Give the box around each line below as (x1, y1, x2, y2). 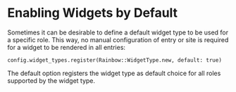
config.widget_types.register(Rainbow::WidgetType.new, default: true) (7, 56, 222, 64)
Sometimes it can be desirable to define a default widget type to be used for (7, 28, 229, 37)
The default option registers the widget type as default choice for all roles (7, 69, 221, 77)
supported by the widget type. (7, 76, 96, 85)
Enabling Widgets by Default (7, 5, 178, 21)
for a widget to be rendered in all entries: (7, 43, 125, 51)
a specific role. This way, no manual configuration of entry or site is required (7, 35, 229, 44)
